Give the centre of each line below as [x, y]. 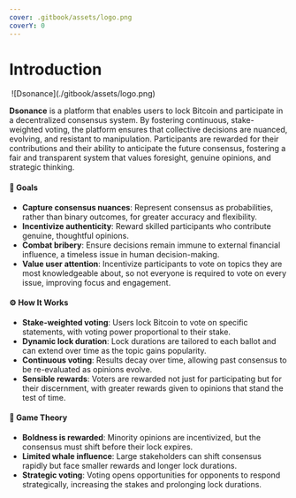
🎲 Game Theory [38, 418]
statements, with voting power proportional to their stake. [126, 332]
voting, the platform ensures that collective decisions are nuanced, [166, 130]
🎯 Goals [23, 188]
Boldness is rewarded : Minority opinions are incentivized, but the [141, 438]
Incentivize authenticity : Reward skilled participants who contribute [146, 226]
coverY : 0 [27, 26]
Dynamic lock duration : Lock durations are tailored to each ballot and [149, 341]
